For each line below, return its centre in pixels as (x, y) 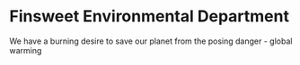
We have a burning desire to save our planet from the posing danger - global (151, 41)
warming (26, 50)
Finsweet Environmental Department (150, 16)
